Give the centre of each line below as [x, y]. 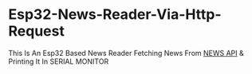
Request [37, 31]
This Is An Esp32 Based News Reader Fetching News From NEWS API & [126, 53]
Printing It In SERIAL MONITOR [59, 61]
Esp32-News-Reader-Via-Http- [115, 15]
